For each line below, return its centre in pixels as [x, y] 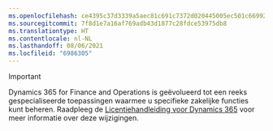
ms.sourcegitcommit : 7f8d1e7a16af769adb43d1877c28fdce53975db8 [118, 23]
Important [25, 76]
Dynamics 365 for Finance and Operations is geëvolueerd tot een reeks [128, 92]
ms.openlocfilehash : [43, 16]
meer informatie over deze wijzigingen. [74, 118]
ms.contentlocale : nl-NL [50, 38]
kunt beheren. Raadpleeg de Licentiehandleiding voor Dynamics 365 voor [132, 109]
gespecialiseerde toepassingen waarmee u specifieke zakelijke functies [129, 101]
